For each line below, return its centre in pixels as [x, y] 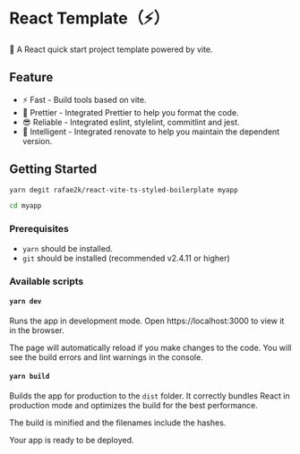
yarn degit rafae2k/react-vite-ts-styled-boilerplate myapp [124, 190]
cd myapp [26, 206]
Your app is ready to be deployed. [72, 440]
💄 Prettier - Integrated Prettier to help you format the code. [130, 112]
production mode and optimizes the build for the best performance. [133, 405]
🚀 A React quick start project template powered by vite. [111, 49]
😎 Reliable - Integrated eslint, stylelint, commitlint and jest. [131, 122]
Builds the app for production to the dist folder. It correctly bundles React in [150, 396]
